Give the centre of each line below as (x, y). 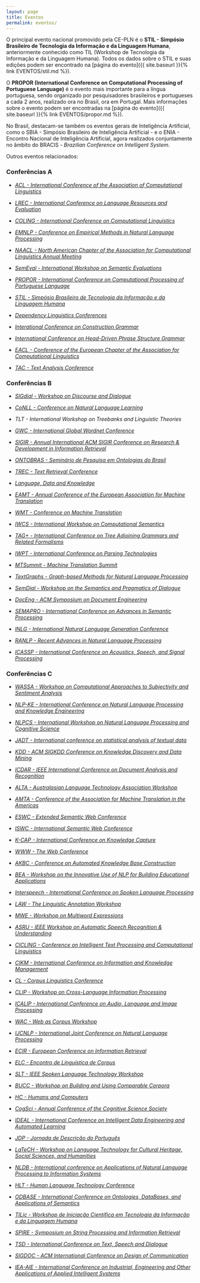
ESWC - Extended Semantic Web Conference (71, 817)
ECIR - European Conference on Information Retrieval (81, 1051)
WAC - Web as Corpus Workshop (56, 1022)
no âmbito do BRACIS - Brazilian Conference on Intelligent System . (88, 145)
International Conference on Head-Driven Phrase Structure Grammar (100, 338)
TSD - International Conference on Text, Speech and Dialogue (91, 1244)
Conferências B (29, 383)
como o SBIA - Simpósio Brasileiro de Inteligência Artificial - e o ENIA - (93, 132)
